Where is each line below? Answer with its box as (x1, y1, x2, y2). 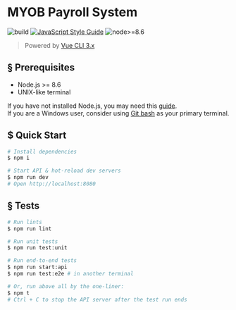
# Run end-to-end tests (7, 257, 77, 264)
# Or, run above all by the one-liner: (7, 283, 125, 290)
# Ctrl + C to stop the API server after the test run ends (7, 296, 188, 303)
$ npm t (7, 290, 30, 297)
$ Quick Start (7, 130, 67, 142)
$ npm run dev (7, 174, 49, 181)
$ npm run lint (7, 225, 52, 232)
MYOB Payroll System (7, 4, 138, 20)
